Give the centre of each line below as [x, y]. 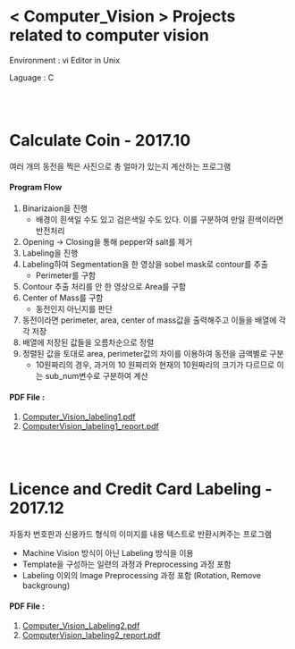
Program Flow [36, 187]
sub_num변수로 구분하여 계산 [97, 376]
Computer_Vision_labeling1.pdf [79, 417]
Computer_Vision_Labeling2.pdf [81, 626]
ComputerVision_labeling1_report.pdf [90, 426]
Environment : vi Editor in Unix [65, 60]
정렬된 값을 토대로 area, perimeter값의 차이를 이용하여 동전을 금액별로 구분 [153, 354]
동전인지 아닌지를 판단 [74, 309]
